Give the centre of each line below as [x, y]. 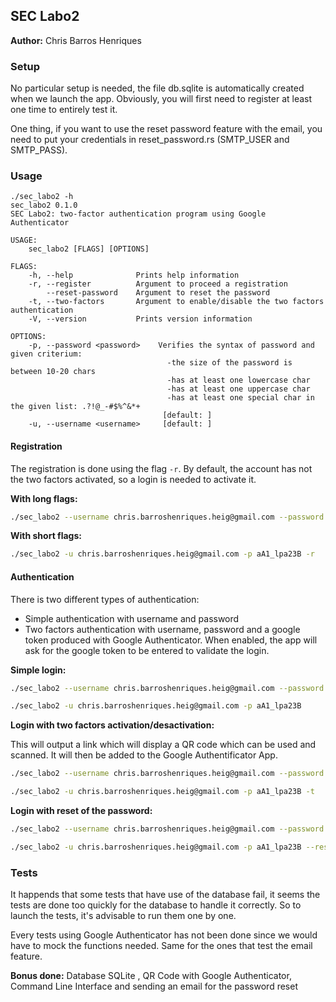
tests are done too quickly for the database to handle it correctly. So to [156, 905]
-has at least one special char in [240, 398]
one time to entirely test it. [64, 110]
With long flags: [44, 498]
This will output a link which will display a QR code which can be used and [163, 745]
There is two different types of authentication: [105, 599]
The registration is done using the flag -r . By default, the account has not [161, 468]
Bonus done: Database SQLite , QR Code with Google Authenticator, [151, 976]
